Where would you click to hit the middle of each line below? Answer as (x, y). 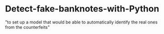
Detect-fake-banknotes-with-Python (82, 9)
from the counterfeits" (27, 27)
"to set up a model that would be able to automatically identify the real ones (81, 22)
